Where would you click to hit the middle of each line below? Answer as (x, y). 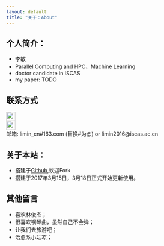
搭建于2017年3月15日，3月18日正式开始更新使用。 (77, 178)
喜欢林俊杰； (31, 214)
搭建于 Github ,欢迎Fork (43, 170)
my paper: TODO (36, 80)
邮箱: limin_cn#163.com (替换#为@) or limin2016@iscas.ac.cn (82, 134)
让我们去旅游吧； (36, 229)
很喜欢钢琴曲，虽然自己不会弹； (54, 222)
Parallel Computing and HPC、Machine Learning (75, 66)
